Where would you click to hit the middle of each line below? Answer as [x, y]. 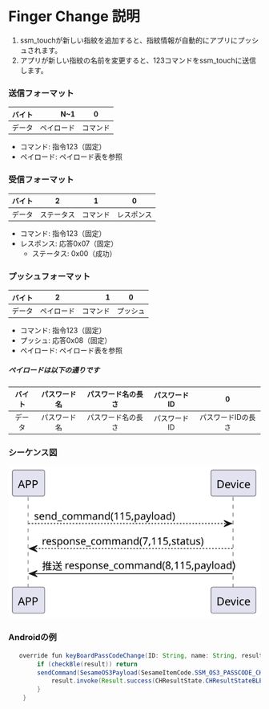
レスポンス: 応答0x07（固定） [69, 244]
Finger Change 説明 [74, 16]
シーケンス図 [33, 452]
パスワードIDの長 [228, 418]
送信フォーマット [41, 93]
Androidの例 [33, 638]
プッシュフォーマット [49, 276]
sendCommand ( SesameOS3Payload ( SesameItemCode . [116, 672]
